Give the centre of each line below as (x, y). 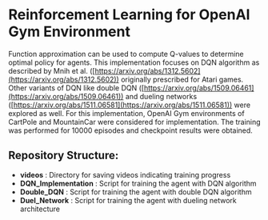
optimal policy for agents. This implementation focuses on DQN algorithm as (134, 62)
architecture (40, 209)
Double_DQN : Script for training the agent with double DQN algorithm (136, 192)
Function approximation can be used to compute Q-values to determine (126, 54)
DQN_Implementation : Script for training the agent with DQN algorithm (138, 183)
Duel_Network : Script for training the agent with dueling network (128, 200)
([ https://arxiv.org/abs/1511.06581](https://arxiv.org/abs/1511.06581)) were (129, 105)
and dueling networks (161, 96)
